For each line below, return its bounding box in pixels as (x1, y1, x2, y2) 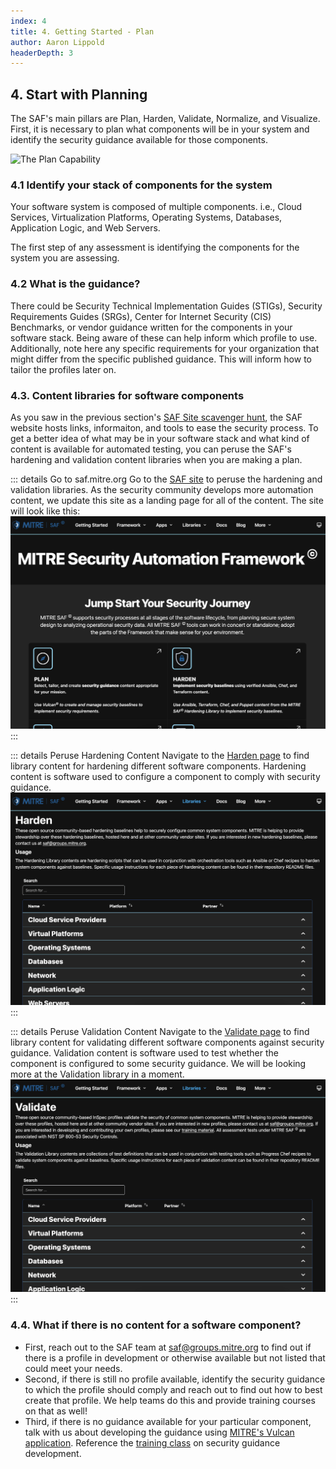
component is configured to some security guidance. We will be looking (10, 1058, 307, 1070)
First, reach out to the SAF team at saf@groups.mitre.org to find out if (24, 1341, 312, 1353)
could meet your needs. (24, 1362, 123, 1374)
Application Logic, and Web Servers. (10, 222, 161, 234)
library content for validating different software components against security (10, 1036, 325, 1049)
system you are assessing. (10, 252, 120, 264)
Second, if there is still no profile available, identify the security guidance (24, 1373, 326, 1385)
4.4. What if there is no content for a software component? (10, 1318, 302, 1332)
